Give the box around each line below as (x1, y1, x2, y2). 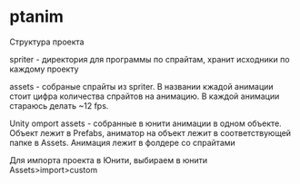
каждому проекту (9, 63, 79, 74)
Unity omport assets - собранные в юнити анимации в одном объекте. (9, 118, 282, 129)
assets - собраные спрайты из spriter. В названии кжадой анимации (9, 81, 275, 92)
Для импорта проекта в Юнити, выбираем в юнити (9, 154, 208, 165)
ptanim (9, 6, 64, 27)
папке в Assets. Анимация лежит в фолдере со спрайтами (9, 137, 236, 148)
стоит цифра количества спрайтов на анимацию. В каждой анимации (9, 91, 280, 102)
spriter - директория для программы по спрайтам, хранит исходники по (9, 53, 290, 64)
